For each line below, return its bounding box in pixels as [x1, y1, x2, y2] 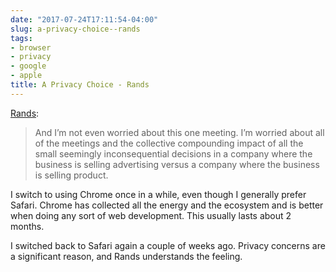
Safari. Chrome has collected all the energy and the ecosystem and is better [10, 199, 324, 211]
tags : [10, 33, 33, 43]
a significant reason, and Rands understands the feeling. [10, 250, 243, 262]
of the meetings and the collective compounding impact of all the [34, 137, 304, 149]
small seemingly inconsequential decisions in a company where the [34, 147, 313, 160]
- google [10, 61, 47, 71]
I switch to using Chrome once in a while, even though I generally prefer [10, 188, 307, 200]
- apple [10, 71, 43, 81]
